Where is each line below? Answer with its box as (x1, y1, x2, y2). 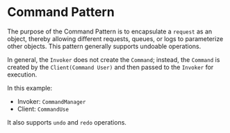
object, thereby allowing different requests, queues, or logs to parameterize (7, 34, 224, 42)
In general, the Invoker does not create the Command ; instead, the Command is (7, 55, 220, 63)
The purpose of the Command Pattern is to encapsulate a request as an (7, 27, 213, 36)
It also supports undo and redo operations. (7, 118, 127, 126)
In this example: (7, 84, 53, 92)
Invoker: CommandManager (17, 97, 86, 105)
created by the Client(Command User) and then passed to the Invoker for (7, 63, 214, 71)
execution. (7, 70, 38, 79)
